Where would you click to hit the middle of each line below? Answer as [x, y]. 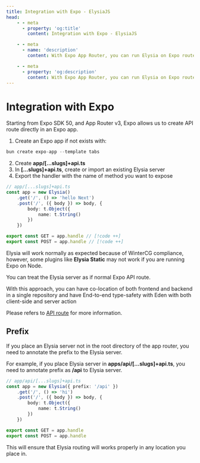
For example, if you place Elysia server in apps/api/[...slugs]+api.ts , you [96, 364]
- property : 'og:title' [51, 28]
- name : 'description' [50, 50]
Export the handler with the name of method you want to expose [94, 176]
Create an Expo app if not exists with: [61, 141]
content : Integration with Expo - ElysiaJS [82, 34]
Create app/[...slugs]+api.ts [50, 163]
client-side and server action [41, 301]
